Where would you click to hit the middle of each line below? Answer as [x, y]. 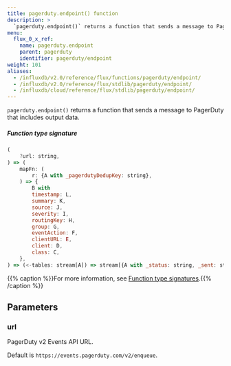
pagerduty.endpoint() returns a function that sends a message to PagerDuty [115, 110]
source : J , [47, 207]
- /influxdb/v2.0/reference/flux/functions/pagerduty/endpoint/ [107, 78]
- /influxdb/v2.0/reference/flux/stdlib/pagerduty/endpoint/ [103, 84]
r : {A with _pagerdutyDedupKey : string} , [92, 175]
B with [41, 188]
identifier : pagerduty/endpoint [66, 59]
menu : [15, 33]
